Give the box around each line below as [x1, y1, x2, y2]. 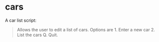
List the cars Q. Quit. [17, 32, 58, 38]
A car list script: [5, 17, 36, 23]
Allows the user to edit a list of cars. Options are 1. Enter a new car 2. [17, 27, 155, 32]
